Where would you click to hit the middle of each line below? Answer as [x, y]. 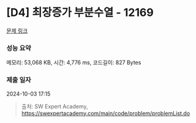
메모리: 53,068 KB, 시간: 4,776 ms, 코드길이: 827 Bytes [74, 62]
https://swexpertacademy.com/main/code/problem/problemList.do [106, 113]
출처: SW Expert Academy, [55, 106]
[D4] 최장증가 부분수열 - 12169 [80, 13]
